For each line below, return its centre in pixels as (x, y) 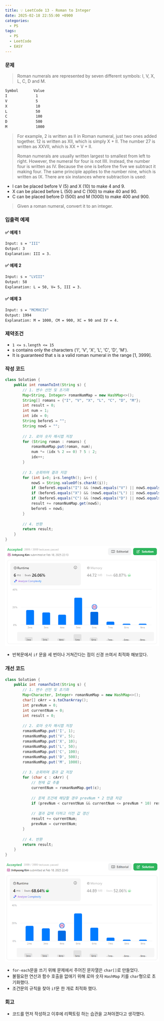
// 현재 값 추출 (45, 783)
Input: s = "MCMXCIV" (27, 310)
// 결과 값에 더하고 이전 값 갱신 (60, 814)
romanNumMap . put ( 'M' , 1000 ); (52, 762)
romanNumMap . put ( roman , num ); (62, 447)
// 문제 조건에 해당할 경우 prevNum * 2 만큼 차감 (76, 798)
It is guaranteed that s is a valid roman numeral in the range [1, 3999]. (82, 355)
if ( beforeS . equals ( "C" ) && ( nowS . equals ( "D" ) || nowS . (89, 499)
